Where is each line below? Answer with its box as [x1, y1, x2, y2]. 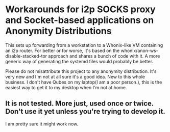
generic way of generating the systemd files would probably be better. [5, 58, 154, 64]
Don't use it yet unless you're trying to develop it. [5, 107, 166, 116]
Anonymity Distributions [5, 25, 112, 37]
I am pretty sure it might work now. [5, 121, 79, 127]
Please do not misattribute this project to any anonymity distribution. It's [5, 68, 157, 74]
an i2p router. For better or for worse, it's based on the [5, 47, 120, 54]
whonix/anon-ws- [120, 47, 158, 54]
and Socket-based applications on [5, 14, 154, 26]
